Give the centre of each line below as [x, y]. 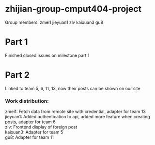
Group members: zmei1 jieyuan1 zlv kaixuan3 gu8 [54, 22]
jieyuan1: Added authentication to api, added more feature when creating [77, 117]
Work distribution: [27, 101]
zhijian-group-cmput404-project [73, 9]
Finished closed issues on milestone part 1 [47, 55]
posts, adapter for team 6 [30, 122]
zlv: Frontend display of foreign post [41, 127]
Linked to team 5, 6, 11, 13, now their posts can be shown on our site [73, 88]
